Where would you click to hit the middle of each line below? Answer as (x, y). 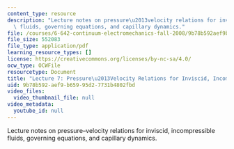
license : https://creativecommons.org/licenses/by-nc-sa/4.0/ (99, 59)
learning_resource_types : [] (49, 53)
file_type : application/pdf (48, 46)
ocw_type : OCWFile (34, 65)
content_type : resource (42, 14)
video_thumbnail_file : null (54, 98)
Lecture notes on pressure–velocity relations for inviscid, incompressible (111, 130)
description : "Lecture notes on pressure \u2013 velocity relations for (112, 20)
